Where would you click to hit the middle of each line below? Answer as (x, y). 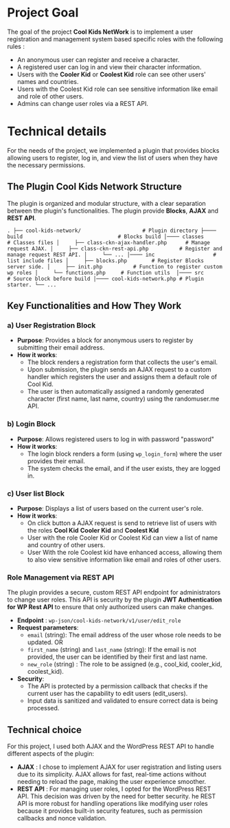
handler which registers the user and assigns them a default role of (122, 377)
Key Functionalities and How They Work (94, 306)
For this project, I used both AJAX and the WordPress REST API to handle (111, 746)
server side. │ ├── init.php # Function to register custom (115, 266)
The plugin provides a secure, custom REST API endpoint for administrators (114, 593)
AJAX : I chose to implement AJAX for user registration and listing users (119, 767)
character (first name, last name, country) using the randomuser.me (123, 399)
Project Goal (43, 13)
